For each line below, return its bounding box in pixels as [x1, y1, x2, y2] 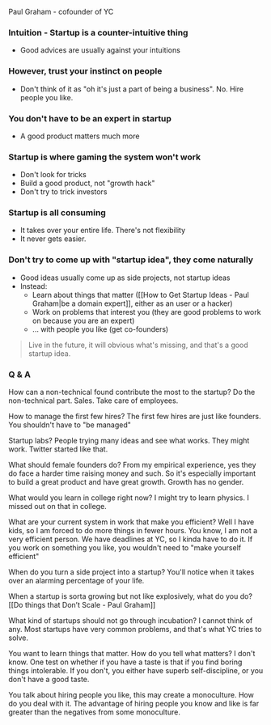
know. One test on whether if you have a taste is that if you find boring [8, 657, 243, 667]
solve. [8, 633, 29, 642]
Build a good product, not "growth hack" [19, 178, 155, 189]
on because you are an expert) [32, 316, 135, 325]
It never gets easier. [19, 234, 87, 244]
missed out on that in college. [8, 502, 107, 511]
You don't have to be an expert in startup [8, 112, 172, 124]
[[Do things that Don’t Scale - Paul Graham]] [8, 600, 156, 610]
